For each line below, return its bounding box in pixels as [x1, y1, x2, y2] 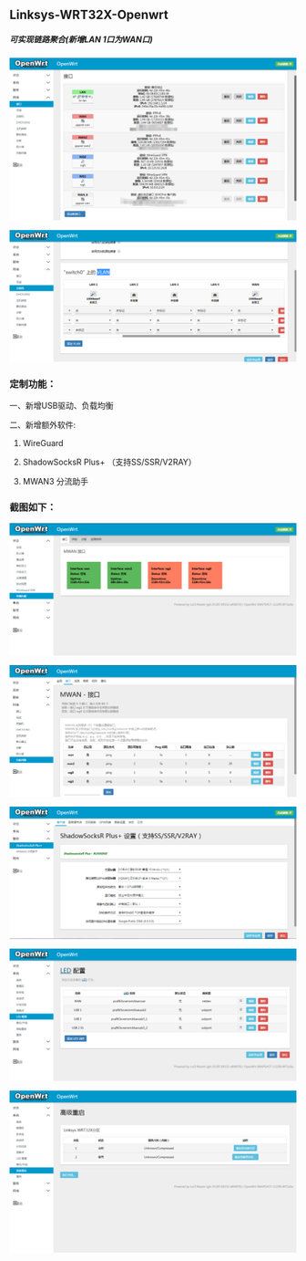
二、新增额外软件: [9, 420, 76, 431]
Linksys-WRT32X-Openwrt [9, 7, 168, 23]
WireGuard [22, 438, 64, 449]
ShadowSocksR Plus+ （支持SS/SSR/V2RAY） [22, 456, 198, 468]
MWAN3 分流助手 [22, 476, 89, 487]
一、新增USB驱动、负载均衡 [9, 401, 114, 412]
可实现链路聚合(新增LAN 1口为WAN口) [9, 34, 153, 45]
